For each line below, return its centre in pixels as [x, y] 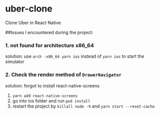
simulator [15, 62]
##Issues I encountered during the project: [49, 32]
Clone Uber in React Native [33, 23]
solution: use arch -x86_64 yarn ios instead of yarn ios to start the [75, 56]
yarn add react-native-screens [45, 96]
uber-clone [29, 9]
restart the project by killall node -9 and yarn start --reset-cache [83, 106]
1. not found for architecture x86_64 [49, 45]
